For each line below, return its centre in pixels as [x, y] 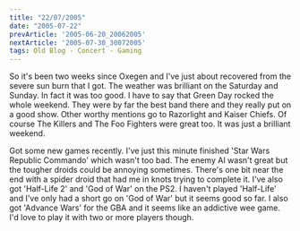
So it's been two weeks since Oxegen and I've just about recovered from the [150, 76]
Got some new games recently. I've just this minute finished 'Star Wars [140, 151]
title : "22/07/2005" [48, 17]
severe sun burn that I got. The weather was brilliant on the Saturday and [144, 86]
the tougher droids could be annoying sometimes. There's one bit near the [146, 170]
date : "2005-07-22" [46, 26]
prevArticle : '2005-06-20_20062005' [77, 34]
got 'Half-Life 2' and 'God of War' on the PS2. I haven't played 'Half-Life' [143, 189]
